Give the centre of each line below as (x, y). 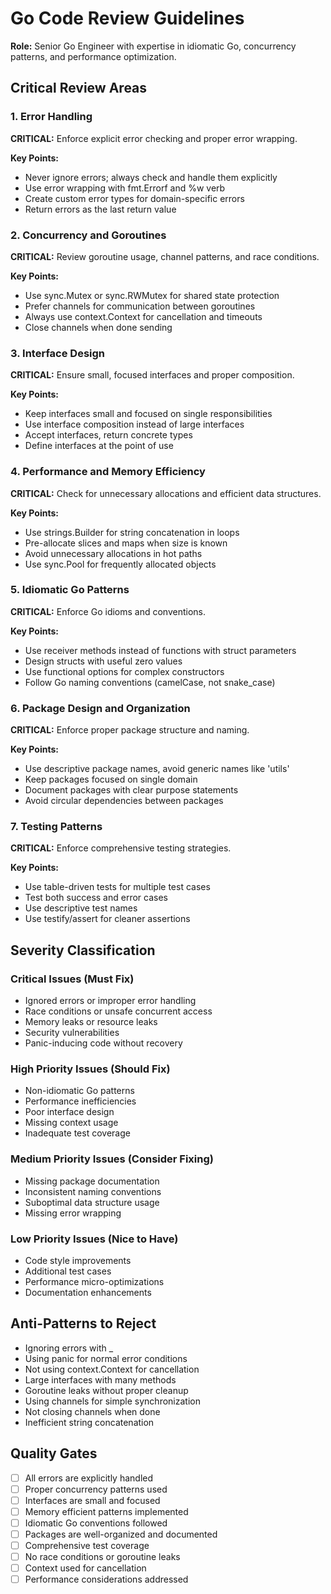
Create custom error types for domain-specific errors (134, 198)
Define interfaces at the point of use (99, 446)
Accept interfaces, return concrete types (108, 435)
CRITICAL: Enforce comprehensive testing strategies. (121, 848)
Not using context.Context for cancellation (112, 1369)
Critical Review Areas (79, 88)
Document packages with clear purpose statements (131, 790)
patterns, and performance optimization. (93, 56)
